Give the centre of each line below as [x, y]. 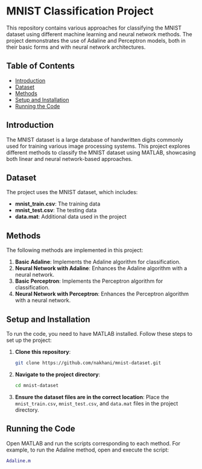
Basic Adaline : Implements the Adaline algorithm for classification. [98, 262]
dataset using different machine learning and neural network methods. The [99, 34]
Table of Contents [41, 66]
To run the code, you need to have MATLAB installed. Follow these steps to [99, 334]
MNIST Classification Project [80, 11]
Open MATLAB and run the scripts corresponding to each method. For [93, 443]
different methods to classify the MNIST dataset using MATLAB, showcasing [101, 153]
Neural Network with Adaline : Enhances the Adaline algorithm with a [101, 268]
